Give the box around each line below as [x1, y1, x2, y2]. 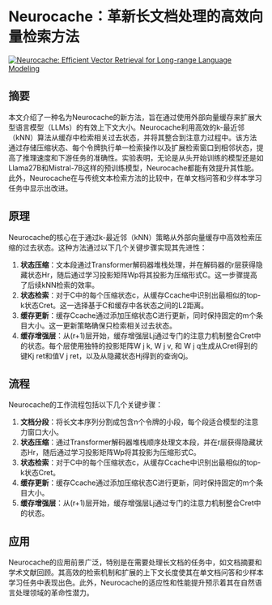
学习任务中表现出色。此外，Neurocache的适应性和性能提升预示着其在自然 [8, 577, 255, 588]
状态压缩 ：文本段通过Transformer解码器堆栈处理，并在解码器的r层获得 [19, 260, 257, 269]
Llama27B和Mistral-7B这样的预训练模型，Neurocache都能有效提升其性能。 [8, 163, 259, 173]
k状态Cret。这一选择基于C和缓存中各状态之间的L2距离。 [19, 300, 209, 310]
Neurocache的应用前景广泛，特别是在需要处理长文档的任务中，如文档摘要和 [8, 557, 262, 568]
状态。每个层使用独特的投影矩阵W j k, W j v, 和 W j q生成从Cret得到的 [27, 341, 258, 350]
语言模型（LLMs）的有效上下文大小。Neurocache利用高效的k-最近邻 [15, 122, 245, 132]
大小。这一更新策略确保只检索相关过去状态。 [27, 320, 176, 330]
